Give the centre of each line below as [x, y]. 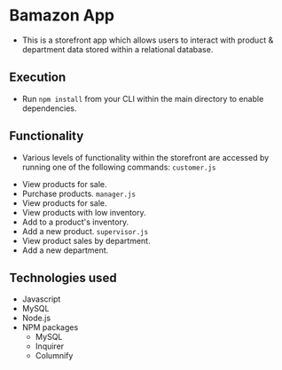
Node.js [36, 318]
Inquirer [50, 346]
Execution [38, 78]
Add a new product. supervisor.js [85, 231]
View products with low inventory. [84, 212]
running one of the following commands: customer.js [119, 167]
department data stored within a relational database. [117, 49]
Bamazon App [62, 16]
